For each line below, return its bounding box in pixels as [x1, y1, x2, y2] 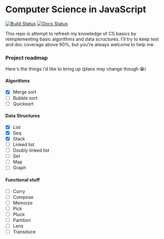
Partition [12, 217, 31, 223]
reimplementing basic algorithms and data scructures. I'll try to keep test [5, 36, 159, 42]
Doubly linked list [12, 147, 50, 153]
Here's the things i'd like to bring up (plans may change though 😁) [5, 66, 147, 72]
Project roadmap [5, 54, 48, 61]
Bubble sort [12, 95, 38, 101]
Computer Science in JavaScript [5, 4, 147, 15]
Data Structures [5, 113, 40, 119]
